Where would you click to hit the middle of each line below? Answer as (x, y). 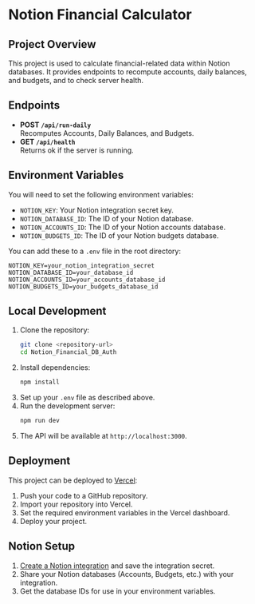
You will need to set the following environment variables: (101, 194)
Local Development (57, 311)
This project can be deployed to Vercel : (73, 480)
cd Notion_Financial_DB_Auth (68, 352)
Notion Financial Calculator (100, 15)
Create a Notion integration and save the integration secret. (117, 566)
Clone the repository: (55, 330)
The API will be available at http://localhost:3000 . (103, 435)
